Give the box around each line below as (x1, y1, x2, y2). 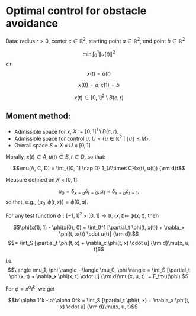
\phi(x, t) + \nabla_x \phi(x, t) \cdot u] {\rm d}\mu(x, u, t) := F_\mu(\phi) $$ (9, 273, 189, 280)
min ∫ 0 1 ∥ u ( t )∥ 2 (82, 49, 115, 59)
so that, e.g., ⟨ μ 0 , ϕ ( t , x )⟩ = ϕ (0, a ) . (5, 198, 89, 207)
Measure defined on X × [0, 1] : (5, 176, 79, 183)
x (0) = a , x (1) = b (78, 82, 120, 89)
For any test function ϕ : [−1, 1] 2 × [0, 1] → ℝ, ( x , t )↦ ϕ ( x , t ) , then (5, 211, 159, 220)
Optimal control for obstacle (5, 4, 147, 18)
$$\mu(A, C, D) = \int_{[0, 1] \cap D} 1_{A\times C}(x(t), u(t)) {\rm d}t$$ (12, 165, 185, 172)
